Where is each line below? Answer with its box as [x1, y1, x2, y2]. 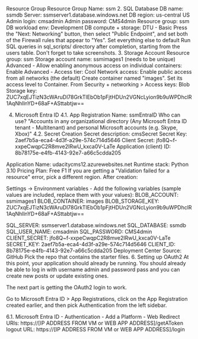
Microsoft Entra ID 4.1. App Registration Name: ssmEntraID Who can [14, 111, 181, 118]
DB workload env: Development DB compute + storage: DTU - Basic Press [6, 24, 188, 31]
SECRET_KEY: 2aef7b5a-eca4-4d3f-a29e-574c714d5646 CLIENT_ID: [6, 241, 176, 247]
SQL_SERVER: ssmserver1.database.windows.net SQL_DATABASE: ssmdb [6, 222, 187, 228]
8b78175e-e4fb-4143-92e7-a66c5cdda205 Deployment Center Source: [6, 247, 182, 254]
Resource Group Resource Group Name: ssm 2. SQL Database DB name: [6, 5, 184, 12]
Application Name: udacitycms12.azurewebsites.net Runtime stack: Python [6, 161, 189, 168]
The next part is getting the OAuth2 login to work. [6, 284, 127, 291]
